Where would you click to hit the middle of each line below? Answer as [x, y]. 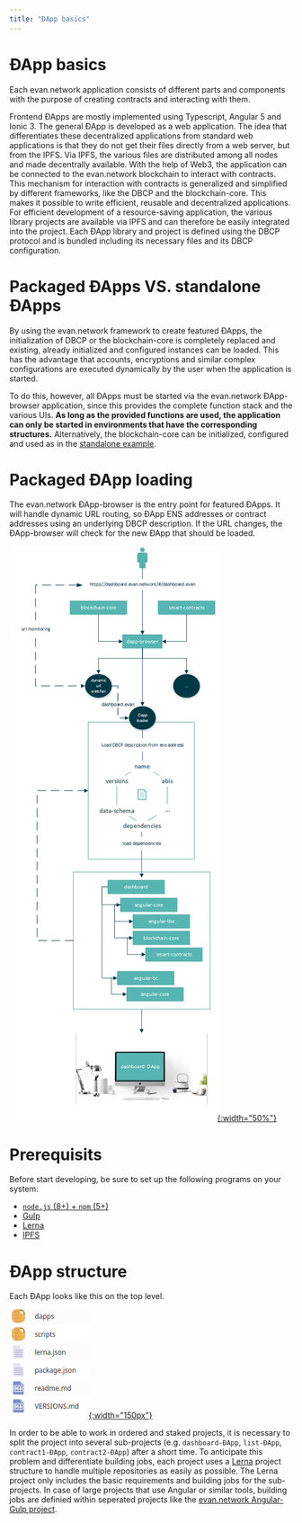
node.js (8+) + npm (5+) [66, 1207]
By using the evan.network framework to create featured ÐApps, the [136, 330]
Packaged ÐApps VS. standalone [135, 286]
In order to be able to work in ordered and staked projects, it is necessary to [150, 1433]
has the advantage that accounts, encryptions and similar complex [133, 359]
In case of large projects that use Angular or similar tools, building [165, 1490]
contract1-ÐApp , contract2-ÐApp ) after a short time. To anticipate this [136, 1452]
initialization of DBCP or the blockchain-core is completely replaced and [142, 340]
